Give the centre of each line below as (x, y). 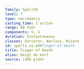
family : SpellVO (21, 9)
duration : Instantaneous (30, 37)
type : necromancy (23, 18)
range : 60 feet (20, 28)
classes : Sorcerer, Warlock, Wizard (42, 41)
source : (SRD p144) (25, 59)
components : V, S (23, 32)
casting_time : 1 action (29, 23)
